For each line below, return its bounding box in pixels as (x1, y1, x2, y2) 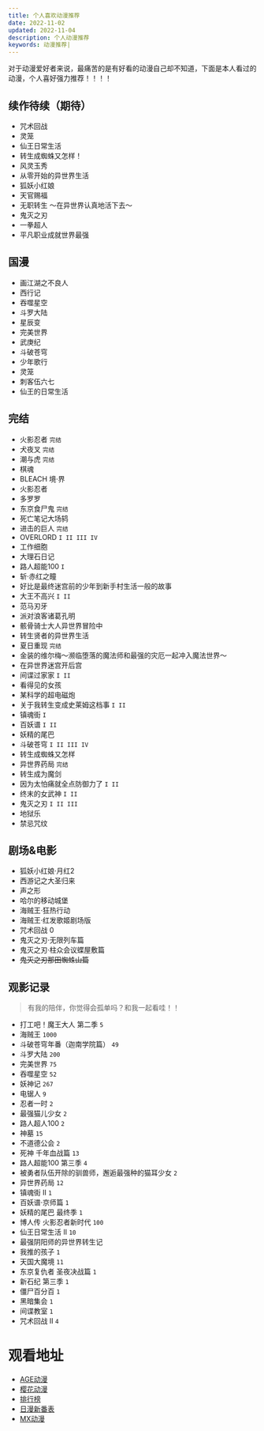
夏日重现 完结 (19, 640, 61, 650)
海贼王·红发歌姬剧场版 (19, 916, 91, 925)
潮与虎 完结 (19, 454, 55, 463)
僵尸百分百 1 (19, 1286, 61, 1297)
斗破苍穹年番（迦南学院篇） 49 (19, 1040, 120, 1049)
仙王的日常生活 (19, 387, 69, 396)
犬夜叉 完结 (19, 444, 55, 454)
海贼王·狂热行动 (19, 906, 71, 916)
